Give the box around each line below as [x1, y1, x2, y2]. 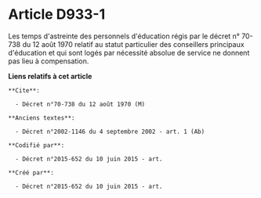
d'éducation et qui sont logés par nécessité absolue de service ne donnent [8, 48, 250, 57]
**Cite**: [8, 86, 41, 95]
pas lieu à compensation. [8, 56, 89, 66]
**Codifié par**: [8, 141, 65, 149]
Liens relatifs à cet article [8, 71, 92, 81]
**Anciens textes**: [8, 113, 76, 122]
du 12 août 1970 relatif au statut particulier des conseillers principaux [22, 39, 245, 49]
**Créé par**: [8, 168, 55, 177]
